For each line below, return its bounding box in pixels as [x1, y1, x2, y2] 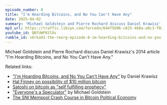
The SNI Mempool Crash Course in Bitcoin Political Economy [12, 94, 137, 100]
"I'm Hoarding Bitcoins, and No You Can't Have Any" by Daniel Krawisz [12, 73, 158, 79]
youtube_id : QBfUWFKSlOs [5, 30, 57, 35]
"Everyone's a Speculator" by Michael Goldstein [12, 89, 111, 95]
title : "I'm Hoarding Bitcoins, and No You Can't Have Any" [5, 12, 133, 17]
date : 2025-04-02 [5, 16, 41, 21]
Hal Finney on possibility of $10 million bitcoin [12, 78, 106, 85]
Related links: [5, 63, 33, 70]
